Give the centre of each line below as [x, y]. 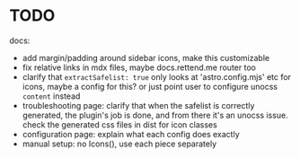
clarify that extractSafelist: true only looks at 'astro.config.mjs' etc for [157, 76]
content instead [51, 96]
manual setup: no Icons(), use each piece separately [119, 144]
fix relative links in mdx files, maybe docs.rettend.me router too [139, 67]
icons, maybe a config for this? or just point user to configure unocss [150, 86]
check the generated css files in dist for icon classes [119, 124]
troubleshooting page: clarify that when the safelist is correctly [138, 105]
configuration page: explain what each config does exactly [131, 134]
